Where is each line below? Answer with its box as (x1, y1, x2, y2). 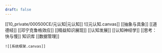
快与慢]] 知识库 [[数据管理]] (5, 33, 60, 39)
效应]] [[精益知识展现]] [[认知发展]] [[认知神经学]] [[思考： (42, 27, 157, 33)
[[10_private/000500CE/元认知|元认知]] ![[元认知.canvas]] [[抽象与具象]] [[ (5, 21, 153, 27)
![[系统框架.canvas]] (5, 44, 46, 49)
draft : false (5, 7, 32, 12)
